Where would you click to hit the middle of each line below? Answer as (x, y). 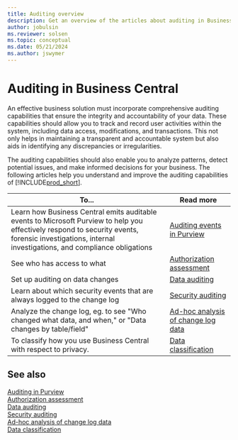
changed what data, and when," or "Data (79, 320)
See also (27, 374)
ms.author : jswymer (36, 54)
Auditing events (195, 225)
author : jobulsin (33, 27)
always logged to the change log (65, 299)
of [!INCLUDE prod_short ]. (45, 182)
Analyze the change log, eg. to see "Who (79, 311)
